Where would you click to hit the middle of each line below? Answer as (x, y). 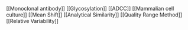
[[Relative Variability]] (33, 21)
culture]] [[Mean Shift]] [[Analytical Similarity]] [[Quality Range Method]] (94, 15)
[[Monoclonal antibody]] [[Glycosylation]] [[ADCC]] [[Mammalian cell (90, 9)
